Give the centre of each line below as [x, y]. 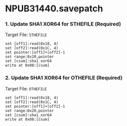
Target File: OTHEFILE [26, 88]
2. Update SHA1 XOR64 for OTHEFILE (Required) [64, 78]
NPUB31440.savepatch [54, 9]
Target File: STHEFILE [26, 35]
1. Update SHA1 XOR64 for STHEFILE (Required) [63, 24]
